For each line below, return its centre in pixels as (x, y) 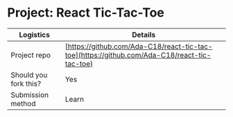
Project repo (31, 55)
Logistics (35, 35)
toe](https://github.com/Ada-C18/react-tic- (138, 55)
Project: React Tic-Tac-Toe (86, 13)
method (23, 103)
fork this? (26, 83)
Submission (30, 95)
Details (144, 35)
